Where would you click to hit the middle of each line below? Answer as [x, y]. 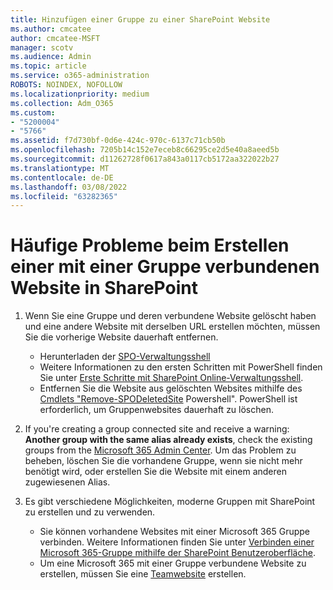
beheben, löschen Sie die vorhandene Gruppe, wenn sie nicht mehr [163, 461]
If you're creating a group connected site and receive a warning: [157, 429]
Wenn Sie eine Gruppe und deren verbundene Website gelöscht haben [170, 316]
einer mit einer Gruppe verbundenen [165, 267]
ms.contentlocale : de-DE [62, 177]
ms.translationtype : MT [60, 168]
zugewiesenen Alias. [67, 482]
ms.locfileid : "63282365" [64, 196]
